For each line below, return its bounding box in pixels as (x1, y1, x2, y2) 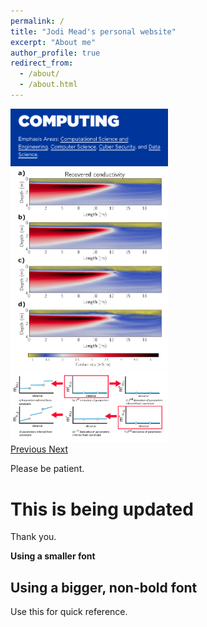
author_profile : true (10, 48, 101, 58)
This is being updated (10, 498, 194, 520)
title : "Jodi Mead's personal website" (10, 26, 177, 37)
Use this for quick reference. (10, 606, 128, 618)
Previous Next (10, 443, 69, 455)
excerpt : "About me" (10, 37, 97, 47)
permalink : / (10, 16, 65, 26)
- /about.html (19, 80, 78, 90)
